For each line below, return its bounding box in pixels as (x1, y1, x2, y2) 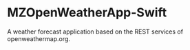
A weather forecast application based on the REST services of (7, 27, 184, 36)
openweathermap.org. (7, 34, 71, 42)
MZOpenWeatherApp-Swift (7, 5, 167, 21)
